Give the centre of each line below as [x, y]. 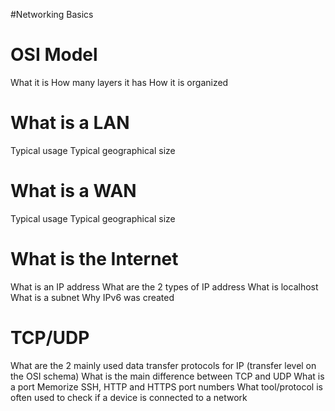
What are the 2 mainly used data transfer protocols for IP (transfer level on [163, 365]
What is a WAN [73, 191]
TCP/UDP [50, 337]
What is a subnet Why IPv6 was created [92, 297]
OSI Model [54, 55]
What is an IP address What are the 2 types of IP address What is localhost [164, 286]
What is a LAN [70, 123]
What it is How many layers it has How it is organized [119, 82]
